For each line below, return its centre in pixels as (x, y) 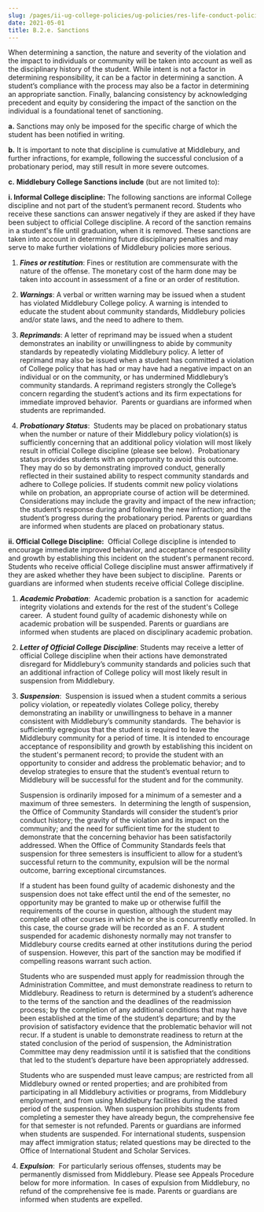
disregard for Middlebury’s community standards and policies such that (135, 664)
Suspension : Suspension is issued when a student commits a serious (133, 696)
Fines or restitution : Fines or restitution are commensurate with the (128, 263)
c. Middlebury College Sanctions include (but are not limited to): (114, 182)
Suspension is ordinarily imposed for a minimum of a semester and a (130, 795)
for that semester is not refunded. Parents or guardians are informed (130, 1126)
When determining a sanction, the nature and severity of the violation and (127, 53)
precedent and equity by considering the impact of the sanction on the (123, 102)
